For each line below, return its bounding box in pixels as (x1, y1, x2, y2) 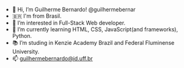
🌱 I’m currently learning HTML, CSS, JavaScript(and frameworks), (12, 26, 178, 33)
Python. (12, 32, 32, 39)
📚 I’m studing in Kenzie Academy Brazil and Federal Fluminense (12, 39, 175, 46)
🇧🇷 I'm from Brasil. (12, 12, 62, 20)
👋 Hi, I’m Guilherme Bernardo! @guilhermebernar (12, 6, 136, 13)
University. (12, 48, 40, 55)
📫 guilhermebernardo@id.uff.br (12, 55, 93, 62)
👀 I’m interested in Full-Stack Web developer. (12, 19, 126, 26)
